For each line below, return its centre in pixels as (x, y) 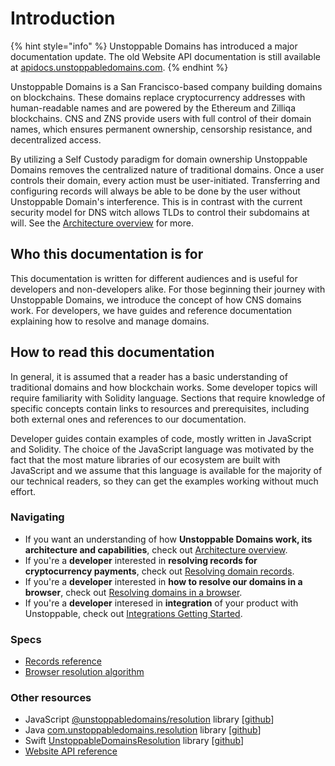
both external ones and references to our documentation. (128, 419)
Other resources (51, 698)
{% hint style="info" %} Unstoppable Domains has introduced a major (154, 46)
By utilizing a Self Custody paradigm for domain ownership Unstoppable (159, 159)
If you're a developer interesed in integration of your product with (161, 603)
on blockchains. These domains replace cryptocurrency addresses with (158, 97)
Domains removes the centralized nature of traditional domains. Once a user (167, 169)
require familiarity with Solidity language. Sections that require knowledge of (168, 398)
